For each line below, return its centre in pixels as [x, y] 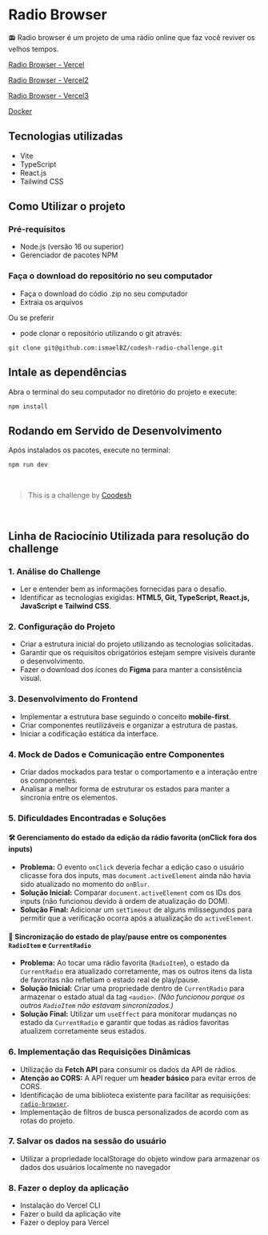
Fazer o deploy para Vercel [64, 1223]
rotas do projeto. [47, 1120]
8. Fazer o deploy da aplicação [69, 1188]
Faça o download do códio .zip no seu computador [104, 294]
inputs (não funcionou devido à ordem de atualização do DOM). [125, 901]
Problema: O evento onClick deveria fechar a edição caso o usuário [132, 867]
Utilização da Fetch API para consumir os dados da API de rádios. [128, 1069]
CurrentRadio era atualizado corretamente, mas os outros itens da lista [136, 971]
